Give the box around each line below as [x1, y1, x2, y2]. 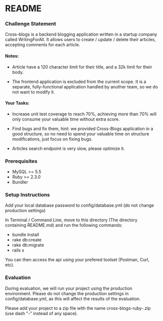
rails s [12, 247, 24, 253]
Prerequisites [5, 157, 37, 164]
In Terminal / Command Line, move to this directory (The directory [5, 217, 138, 223]
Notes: [5, 53, 19, 59]
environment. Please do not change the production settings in [5, 290, 129, 296]
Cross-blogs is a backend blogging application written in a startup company [5, 31, 157, 37]
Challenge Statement [5, 21, 56, 27]
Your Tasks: [5, 100, 30, 106]
